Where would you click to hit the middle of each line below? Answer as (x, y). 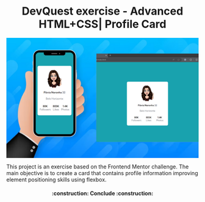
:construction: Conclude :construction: (103, 193)
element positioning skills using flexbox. (56, 179)
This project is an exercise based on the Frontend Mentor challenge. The (98, 167)
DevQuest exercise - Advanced (103, 11)
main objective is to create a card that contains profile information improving (102, 173)
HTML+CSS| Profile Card (103, 24)
